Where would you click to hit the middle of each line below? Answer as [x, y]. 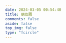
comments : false [22, 19]
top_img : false [21, 28]
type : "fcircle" [22, 33]
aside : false [19, 23]
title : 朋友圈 [19, 14]
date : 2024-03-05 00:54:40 [33, 10]
